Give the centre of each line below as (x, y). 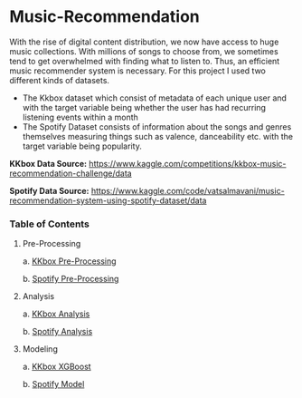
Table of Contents (50, 224)
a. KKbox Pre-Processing (69, 261)
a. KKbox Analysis (56, 314)
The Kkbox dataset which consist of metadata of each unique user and (155, 98)
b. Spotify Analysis (57, 332)
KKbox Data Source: (48, 163)
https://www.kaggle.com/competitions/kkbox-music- (188, 163)
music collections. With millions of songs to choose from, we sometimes (144, 51)
